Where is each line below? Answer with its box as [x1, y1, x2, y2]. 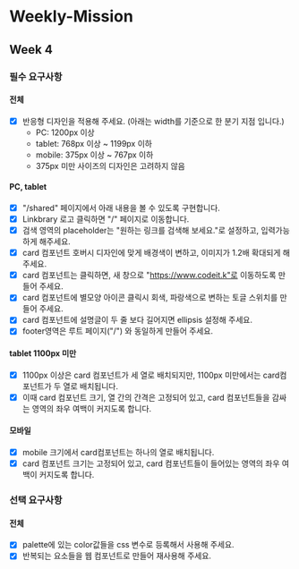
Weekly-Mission [9, 6, 134, 27]
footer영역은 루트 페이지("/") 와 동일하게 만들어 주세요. [21, 326, 213, 336]
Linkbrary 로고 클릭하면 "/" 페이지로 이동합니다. [21, 214, 190, 225]
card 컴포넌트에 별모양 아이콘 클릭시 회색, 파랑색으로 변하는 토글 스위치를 [21, 293, 278, 303]
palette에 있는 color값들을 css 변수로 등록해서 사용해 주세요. [21, 539, 235, 550]
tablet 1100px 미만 [9, 348, 77, 359]
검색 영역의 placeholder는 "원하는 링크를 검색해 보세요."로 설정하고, [21, 225, 260, 236]
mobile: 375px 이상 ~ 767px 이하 [35, 149, 154, 160]
